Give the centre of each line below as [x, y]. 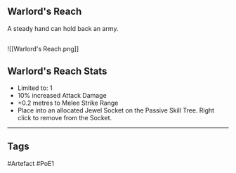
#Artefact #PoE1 [31, 163]
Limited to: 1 [35, 88]
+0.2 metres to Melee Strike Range [68, 103]
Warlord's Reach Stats [57, 71]
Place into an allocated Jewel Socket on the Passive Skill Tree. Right [116, 110]
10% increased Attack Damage [62, 96]
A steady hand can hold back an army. [63, 28]
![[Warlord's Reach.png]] [43, 49]
